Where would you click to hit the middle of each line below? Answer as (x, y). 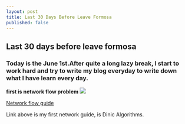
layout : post (22, 12)
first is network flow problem (42, 92)
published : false (27, 22)
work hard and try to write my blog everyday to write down (92, 70)
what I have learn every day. (47, 78)
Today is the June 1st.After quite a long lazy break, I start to (93, 63)
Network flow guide (30, 103)
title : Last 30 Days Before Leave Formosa (59, 17)
